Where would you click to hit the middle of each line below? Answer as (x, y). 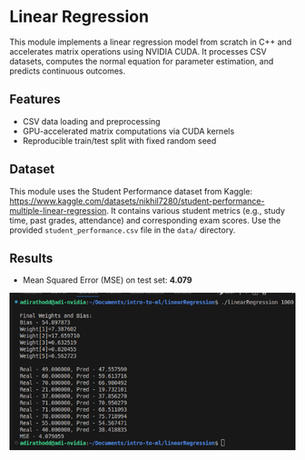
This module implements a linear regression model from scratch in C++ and (151, 42)
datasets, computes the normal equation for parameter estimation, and (142, 61)
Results (31, 258)
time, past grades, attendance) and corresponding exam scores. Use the (145, 220)
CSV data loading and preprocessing (91, 121)
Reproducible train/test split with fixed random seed (119, 140)
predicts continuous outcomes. (68, 71)
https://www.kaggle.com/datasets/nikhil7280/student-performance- (137, 201)
